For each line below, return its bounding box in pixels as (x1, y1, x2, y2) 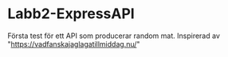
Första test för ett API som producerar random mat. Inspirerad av (7, 31, 220, 40)
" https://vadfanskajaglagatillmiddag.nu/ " (7, 39, 140, 48)
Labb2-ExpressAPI (7, 5, 135, 23)
